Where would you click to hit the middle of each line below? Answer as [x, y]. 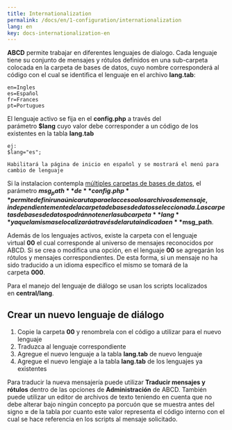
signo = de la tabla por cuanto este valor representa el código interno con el [116, 411]
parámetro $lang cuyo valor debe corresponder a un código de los [103, 126]
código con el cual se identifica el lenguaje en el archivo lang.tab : [101, 75]
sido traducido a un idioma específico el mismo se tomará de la [98, 265]
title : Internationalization [49, 14]
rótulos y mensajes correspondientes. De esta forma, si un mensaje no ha [113, 258]
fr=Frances [23, 100]
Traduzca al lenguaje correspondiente [72, 346]
